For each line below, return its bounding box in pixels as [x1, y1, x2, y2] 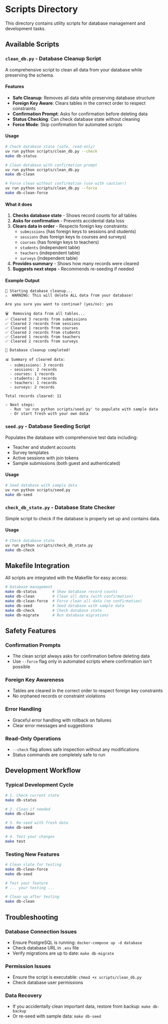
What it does [5, 201, 33, 207]
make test [5, 839, 26, 844]
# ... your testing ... [5, 885, 55, 890]
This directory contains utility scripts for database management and [5, 20, 145, 26]
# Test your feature [5, 881, 49, 886]
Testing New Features [5, 850, 60, 857]
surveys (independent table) [20, 255, 78, 261]
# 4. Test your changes [5, 834, 55, 839]
